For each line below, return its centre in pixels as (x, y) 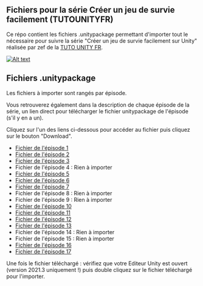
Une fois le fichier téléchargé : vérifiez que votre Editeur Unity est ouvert (97, 263)
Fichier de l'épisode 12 (43, 219)
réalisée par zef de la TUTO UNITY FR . (55, 47)
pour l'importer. (26, 276)
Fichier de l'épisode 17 (43, 251)
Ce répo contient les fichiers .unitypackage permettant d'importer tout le (97, 34)
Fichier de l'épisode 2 (42, 154)
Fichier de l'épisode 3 (42, 160)
